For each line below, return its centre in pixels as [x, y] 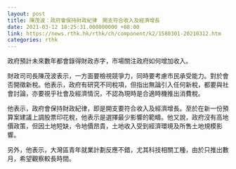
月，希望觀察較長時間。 [41, 158]
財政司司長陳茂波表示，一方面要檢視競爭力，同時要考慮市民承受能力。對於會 [118, 76]
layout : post [26, 14]
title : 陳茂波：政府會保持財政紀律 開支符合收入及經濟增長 [84, 20]
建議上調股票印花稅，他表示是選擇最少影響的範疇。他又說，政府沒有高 [121, 118]
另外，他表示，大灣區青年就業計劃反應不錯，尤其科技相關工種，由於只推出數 [118, 150]
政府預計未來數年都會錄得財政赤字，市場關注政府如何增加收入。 [99, 61]
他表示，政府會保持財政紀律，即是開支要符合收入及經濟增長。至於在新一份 [115, 108]
